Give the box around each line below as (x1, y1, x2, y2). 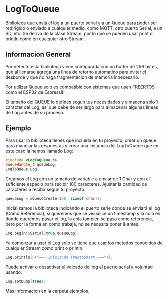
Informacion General (5, 50, 71, 59)
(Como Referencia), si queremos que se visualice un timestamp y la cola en (5, 211, 161, 217)
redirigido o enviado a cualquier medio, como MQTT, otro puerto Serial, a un (5, 25, 163, 31)
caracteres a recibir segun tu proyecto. (5, 186, 86, 193)
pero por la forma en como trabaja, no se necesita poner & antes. (5, 221, 140, 227)
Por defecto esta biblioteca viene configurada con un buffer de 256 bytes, (5, 63, 158, 69)
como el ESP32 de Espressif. (5, 89, 65, 95)
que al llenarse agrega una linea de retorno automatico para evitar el (5, 69, 146, 75)
